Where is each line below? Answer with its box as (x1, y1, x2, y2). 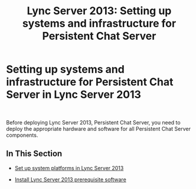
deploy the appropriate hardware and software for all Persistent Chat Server (6, 125, 191, 132)
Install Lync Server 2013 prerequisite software (14, 176, 127, 183)
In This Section (6, 149, 63, 159)
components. (6, 132, 38, 139)
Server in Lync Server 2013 (6, 88, 142, 101)
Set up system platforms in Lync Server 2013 (14, 164, 124, 171)
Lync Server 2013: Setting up (27, 4, 172, 18)
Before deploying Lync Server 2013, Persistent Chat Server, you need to (6, 118, 181, 126)
